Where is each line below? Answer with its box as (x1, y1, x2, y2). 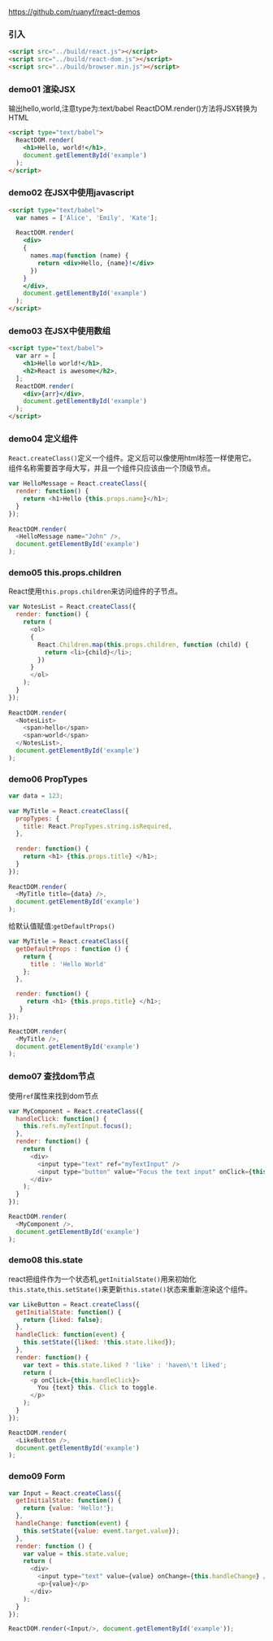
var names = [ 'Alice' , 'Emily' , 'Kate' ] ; (15, 213, 158, 222)
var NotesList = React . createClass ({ (8, 602, 136, 611)
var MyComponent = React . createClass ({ (8, 1107, 144, 1115)
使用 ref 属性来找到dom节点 (8, 1091, 99, 1101)
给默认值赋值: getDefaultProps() (8, 921, 115, 931)
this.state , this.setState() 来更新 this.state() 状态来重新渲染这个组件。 (8, 1284, 252, 1293)
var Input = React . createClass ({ (8, 1489, 122, 1497)
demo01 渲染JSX (8, 83, 76, 94)
